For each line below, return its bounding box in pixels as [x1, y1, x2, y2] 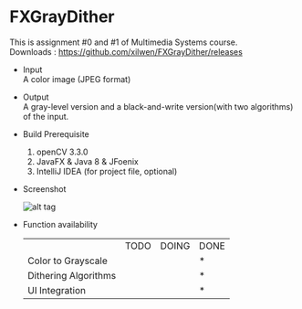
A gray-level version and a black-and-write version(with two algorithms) [22, 101, 294, 112]
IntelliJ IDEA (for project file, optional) [36, 165, 178, 176]
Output [22, 91, 49, 102]
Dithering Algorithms [26, 269, 117, 282]
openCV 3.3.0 [36, 146, 89, 157]
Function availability [22, 218, 99, 229]
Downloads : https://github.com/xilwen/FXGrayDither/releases [9, 46, 244, 57]
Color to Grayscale [26, 254, 108, 267]
